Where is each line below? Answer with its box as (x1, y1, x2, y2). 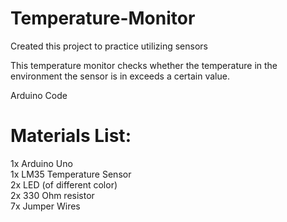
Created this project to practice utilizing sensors (10, 40, 208, 52)
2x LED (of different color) (10, 178, 118, 191)
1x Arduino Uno (10, 157, 73, 169)
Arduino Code (10, 89, 68, 101)
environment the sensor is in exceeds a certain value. (10, 70, 230, 82)
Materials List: (10, 125, 132, 147)
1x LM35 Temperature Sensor (10, 168, 132, 180)
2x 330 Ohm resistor (10, 189, 95, 201)
